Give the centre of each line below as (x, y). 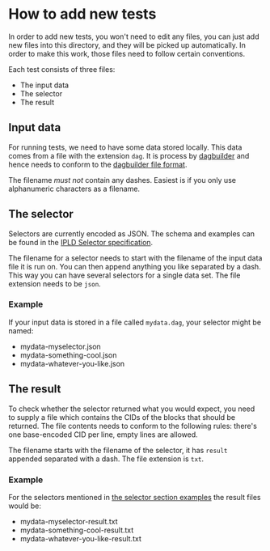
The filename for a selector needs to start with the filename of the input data (135, 258)
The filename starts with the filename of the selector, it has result (118, 450)
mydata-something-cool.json (68, 355)
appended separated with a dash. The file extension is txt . (106, 459)
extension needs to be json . (55, 283)
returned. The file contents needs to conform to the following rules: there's (133, 426)
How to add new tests (82, 14)
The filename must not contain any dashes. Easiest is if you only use (122, 180)
